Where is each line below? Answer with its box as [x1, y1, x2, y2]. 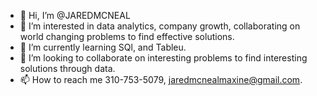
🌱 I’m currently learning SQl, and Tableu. [19, 41, 187, 53]
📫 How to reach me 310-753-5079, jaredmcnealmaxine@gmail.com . [19, 74, 303, 85]
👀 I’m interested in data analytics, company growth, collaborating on [19, 20, 301, 32]
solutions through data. [19, 63, 116, 74]
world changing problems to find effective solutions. [19, 31, 235, 42]
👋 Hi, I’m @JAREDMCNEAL [19, 10, 131, 21]
